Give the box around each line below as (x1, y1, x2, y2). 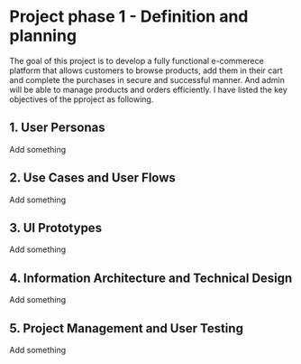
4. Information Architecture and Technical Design (9, 270, 293, 285)
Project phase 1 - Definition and (9, 6, 249, 27)
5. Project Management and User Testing (9, 321, 243, 336)
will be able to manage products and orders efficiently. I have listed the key (9, 84, 288, 95)
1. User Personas (9, 120, 105, 135)
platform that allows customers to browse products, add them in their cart (9, 65, 283, 76)
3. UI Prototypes (9, 219, 102, 236)
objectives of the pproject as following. (9, 93, 154, 105)
